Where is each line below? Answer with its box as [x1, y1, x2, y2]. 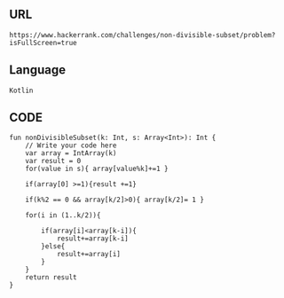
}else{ [41, 242, 66, 251]
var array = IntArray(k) [25, 149, 117, 158]
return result [25, 273, 77, 282]
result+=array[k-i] [56, 234, 129, 243]
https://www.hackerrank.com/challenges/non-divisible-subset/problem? [9, 30, 276, 39]
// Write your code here [25, 141, 117, 150]
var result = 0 [25, 157, 82, 166]
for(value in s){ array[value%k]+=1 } [25, 164, 169, 174]
